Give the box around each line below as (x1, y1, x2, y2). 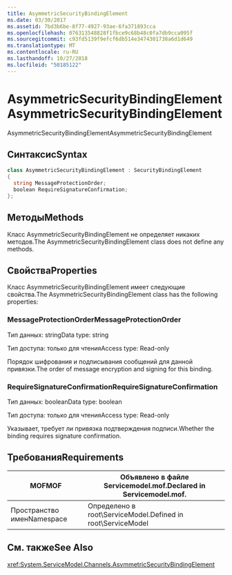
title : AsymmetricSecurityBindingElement (7, 10, 128, 17)
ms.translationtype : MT (7, 42, 76, 49)
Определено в (87, 501, 136, 511)
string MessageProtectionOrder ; (13, 180, 107, 187)
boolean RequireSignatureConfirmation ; (13, 186, 128, 193)
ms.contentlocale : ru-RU (7, 49, 79, 56)
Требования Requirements (7, 451, 124, 463)
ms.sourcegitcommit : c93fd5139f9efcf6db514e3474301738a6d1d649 (7, 36, 193, 43)
